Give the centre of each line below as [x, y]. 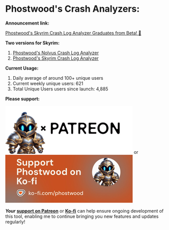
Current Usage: [22, 68]
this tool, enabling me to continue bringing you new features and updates [82, 216]
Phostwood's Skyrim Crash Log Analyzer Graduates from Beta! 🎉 [73, 33]
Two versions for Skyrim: [33, 43]
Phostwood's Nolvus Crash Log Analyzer [56, 53]
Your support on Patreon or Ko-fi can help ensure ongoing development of [84, 211]
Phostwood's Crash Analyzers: [73, 9]
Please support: [22, 99]
